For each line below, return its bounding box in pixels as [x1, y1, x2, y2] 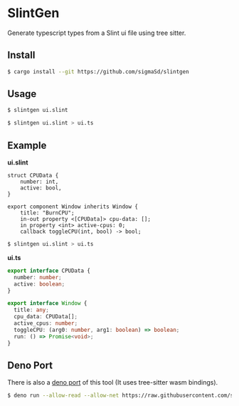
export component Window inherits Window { [7, 203, 139, 210]
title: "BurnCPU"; [20, 209, 75, 217]
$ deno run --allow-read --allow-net [7, 392, 119, 400]
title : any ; [14, 306, 50, 314]
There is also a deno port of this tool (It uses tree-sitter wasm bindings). [7, 378, 218, 387]
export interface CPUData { [7, 267, 91, 274]
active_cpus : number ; [14, 320, 78, 327]
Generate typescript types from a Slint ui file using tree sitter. [7, 28, 186, 37]
